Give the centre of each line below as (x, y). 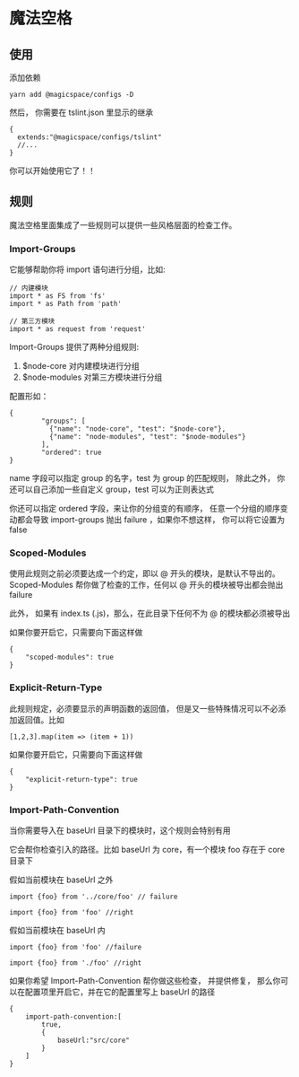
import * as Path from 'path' (66, 304)
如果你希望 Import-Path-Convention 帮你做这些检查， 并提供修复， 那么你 (145, 981)
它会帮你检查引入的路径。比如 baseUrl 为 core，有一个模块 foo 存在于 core (147, 849)
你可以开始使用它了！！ (52, 171)
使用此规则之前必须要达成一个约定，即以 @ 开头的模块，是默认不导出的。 (145, 574)
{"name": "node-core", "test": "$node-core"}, (137, 429)
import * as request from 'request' (77, 329)
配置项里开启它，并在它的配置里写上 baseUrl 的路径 (120, 992)
